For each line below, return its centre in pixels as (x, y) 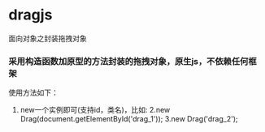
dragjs (30, 15)
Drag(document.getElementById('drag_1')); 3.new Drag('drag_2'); (129, 119)
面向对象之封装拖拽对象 (48, 38)
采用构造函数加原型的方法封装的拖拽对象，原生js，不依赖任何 (128, 61)
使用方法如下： (33, 93)
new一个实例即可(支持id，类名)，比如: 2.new (95, 110)
